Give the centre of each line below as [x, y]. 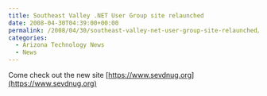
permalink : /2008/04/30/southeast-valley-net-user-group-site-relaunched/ [135, 30]
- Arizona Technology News [60, 45]
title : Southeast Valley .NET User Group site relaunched [106, 15]
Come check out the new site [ [58, 75]
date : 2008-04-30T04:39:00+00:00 [64, 23]
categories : [28, 38]
